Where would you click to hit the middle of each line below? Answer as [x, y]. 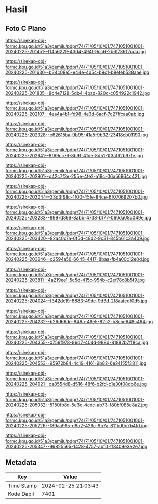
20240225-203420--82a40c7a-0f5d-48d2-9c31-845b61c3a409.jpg [78, 238]
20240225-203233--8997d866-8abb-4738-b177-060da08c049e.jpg [78, 218]
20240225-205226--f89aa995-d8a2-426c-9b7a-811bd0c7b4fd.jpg [76, 425]
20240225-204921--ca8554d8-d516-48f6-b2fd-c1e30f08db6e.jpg [76, 384]
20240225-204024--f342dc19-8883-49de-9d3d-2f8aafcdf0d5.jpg [76, 301]
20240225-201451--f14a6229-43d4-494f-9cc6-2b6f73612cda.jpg [76, 51]
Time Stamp [22, 486]
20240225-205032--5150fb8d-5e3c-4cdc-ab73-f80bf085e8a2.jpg [76, 405]
